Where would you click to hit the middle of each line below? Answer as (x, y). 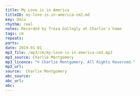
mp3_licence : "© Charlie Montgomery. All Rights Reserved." (71, 62)
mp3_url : (15, 67)
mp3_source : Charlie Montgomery (39, 57)
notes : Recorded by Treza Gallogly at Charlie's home (64, 29)
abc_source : (18, 76)
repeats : (15, 39)
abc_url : (15, 81)
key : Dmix (16, 19)
